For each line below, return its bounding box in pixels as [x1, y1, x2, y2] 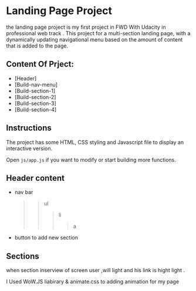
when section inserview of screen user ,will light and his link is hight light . [6, 267, 185, 274]
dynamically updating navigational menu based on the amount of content [6, 36, 183, 43]
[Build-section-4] [14, 106, 57, 113]
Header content [6, 173, 65, 183]
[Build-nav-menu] [14, 81, 58, 88]
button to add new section [14, 234, 78, 241]
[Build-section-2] [14, 93, 56, 100]
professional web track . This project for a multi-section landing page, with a [6, 29, 191, 36]
